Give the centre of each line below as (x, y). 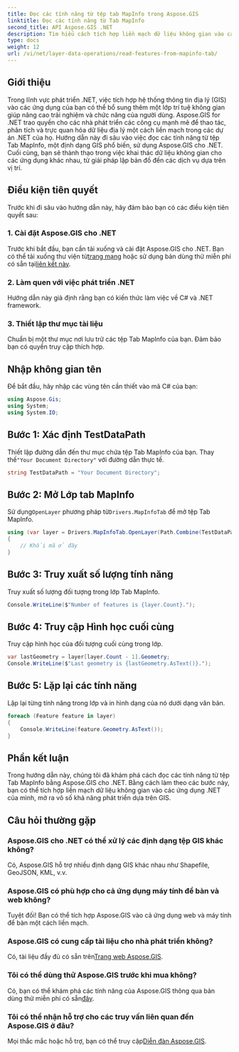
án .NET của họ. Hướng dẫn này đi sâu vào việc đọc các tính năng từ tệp (113, 137)
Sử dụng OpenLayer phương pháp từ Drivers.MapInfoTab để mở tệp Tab (109, 512)
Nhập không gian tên (54, 369)
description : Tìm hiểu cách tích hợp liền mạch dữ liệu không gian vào (116, 34)
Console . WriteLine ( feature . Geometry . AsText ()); (92, 729)
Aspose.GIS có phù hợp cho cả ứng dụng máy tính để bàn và (113, 890)
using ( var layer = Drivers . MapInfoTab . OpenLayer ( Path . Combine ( (105, 532)
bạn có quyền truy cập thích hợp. (56, 347)
